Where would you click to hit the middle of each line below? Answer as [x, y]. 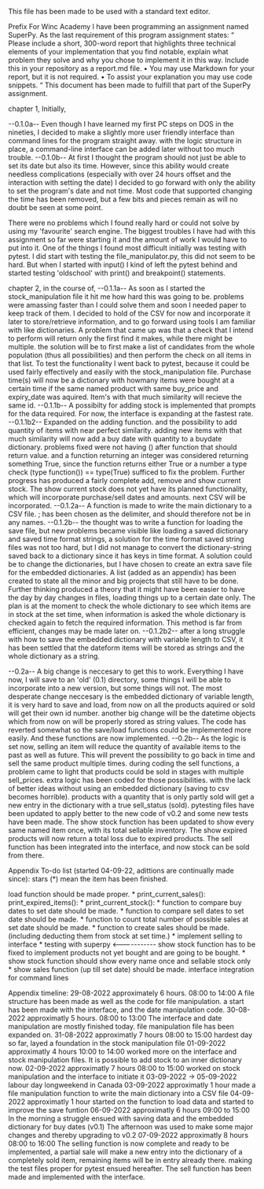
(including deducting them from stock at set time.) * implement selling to [125, 936]
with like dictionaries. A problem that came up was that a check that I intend [131, 330]
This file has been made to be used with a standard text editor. [109, 11]
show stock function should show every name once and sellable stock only [130, 961]
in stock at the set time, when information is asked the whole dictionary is [127, 614]
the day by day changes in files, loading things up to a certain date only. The [132, 598]
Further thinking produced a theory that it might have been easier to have [126, 589]
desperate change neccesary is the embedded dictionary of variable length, [131, 696]
